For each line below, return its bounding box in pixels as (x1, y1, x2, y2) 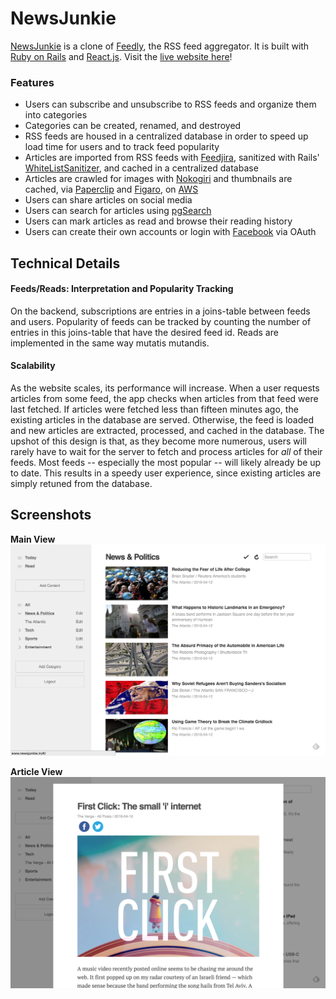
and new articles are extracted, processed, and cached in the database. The (10, 425, 325, 437)
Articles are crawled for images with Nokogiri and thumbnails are (24, 173, 293, 185)
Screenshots (10, 507, 92, 524)
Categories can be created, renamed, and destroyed (24, 120, 242, 132)
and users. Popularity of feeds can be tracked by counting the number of (10, 315, 312, 327)
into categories (24, 109, 88, 121)
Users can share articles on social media (24, 194, 193, 206)
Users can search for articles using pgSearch (24, 205, 212, 217)
